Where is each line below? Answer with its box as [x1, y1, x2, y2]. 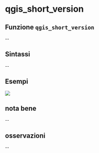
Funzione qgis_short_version [5, 23, 95, 31]
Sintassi [5, 50, 30, 58]
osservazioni [5, 131, 45, 140]
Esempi [5, 77, 28, 86]
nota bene [5, 104, 37, 113]
